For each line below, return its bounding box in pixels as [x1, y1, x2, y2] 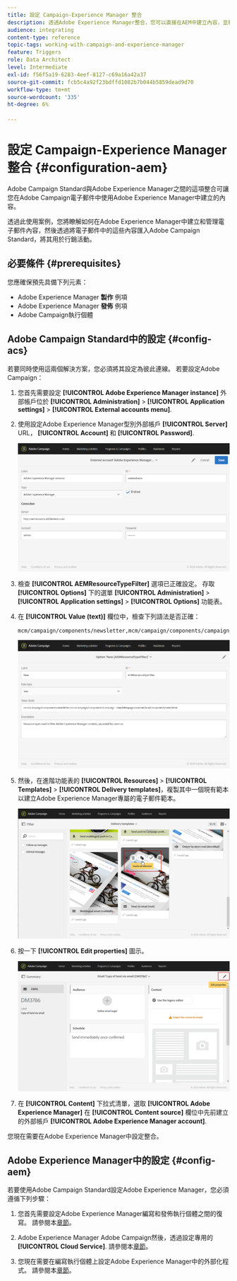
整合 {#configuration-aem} [7, 160, 168, 176]
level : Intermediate [7, 64, 68, 71]
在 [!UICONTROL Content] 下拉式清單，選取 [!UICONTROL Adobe [17, 1099, 210, 1108]
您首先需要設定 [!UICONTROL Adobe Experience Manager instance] [17, 388, 219, 396]
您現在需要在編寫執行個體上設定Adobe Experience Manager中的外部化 [17, 1257, 223, 1266]
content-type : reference [7, 34, 80, 41]
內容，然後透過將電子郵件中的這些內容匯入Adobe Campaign [25, 226, 200, 234]
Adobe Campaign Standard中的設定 [7, 333, 166, 345]
